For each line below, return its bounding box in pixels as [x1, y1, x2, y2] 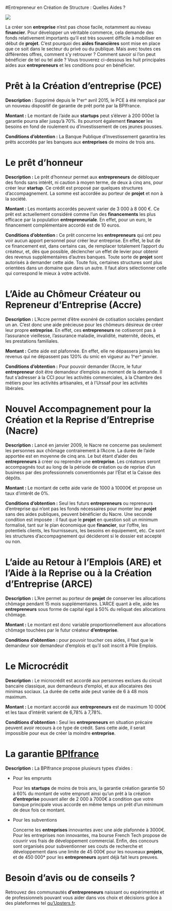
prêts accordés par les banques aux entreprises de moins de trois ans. [5, 139, 155, 145]
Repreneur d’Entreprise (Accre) [5, 299, 142, 311]
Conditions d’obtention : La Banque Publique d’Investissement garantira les [5, 133, 166, 139]
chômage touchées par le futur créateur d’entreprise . [5, 627, 119, 633]
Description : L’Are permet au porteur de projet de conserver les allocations [5, 595, 166, 601]
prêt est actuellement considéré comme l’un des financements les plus [5, 211, 156, 217]
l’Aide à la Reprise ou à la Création [5, 567, 152, 579]
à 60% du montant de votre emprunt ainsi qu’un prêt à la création [12, 790, 151, 796]
